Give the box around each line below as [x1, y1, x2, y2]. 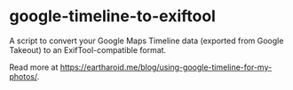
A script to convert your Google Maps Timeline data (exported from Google [9, 35, 284, 46]
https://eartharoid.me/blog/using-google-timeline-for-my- [59, 62, 273, 72]
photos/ [9, 71, 37, 81]
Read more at [9, 62, 59, 72]
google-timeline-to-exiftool [9, 6, 216, 26]
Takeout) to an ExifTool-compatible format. [9, 44, 167, 55]
